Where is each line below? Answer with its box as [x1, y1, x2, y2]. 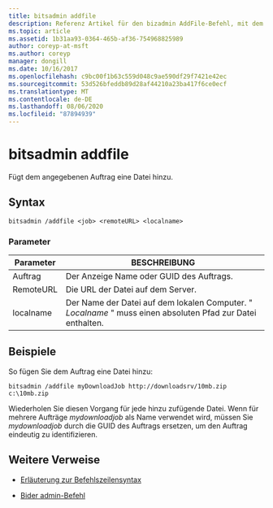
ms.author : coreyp [8, 50, 71, 58]
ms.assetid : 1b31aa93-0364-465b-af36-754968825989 [8, 34, 184, 43]
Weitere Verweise [8, 453, 101, 467]
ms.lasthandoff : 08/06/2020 [8, 102, 104, 111]
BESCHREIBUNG [131, 257, 196, 268]
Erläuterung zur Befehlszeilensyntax [19, 475, 142, 484]
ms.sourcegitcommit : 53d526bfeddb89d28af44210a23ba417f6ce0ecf [8, 80, 227, 88]
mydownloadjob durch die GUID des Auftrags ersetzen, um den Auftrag [8, 420, 248, 431]
